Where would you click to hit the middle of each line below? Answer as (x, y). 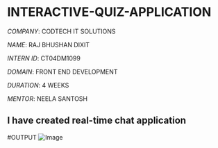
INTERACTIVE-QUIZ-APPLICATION (109, 12)
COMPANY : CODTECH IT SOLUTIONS (61, 31)
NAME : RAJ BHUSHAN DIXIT (49, 44)
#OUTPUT (22, 137)
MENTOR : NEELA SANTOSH (48, 99)
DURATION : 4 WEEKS (38, 85)
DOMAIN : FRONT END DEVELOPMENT (62, 72)
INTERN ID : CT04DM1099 (44, 58)
